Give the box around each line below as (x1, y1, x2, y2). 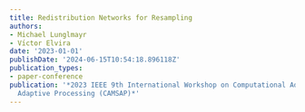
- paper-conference (9, 72, 84, 81)
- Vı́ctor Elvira (9, 38, 71, 48)
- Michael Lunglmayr (9, 30, 88, 39)
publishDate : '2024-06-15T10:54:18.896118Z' (9, 55, 181, 64)
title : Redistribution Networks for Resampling (9, 13, 193, 23)
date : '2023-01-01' (9, 47, 84, 56)
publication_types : (9, 64, 84, 73)
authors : (9, 22, 43, 31)
